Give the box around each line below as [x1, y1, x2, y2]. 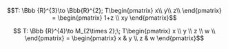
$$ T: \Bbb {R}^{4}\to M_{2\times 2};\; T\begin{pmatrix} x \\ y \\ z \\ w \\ [13, 27, 216, 35]
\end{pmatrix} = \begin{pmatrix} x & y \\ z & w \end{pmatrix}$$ [25, 34, 204, 42]
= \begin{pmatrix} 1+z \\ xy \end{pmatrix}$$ [52, 14, 177, 22]
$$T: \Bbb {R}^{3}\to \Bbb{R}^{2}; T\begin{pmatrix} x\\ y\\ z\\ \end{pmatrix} [6, 7, 222, 14]
